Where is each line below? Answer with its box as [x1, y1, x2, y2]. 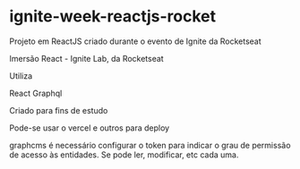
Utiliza [9, 70, 33, 81]
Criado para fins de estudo [9, 105, 108, 115]
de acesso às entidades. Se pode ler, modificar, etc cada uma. [9, 149, 239, 160]
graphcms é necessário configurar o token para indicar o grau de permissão [9, 139, 291, 150]
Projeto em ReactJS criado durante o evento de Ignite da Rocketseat [9, 36, 261, 46]
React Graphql [9, 88, 63, 98]
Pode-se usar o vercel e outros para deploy [9, 123, 170, 133]
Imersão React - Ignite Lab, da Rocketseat [9, 53, 164, 63]
